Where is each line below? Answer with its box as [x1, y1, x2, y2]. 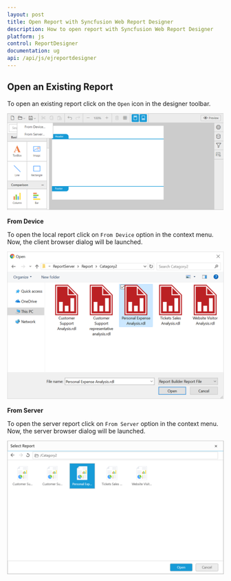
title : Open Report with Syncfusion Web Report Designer [7, 18, 174, 26]
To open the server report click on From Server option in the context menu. [7, 420, 219, 428]
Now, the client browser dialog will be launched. [7, 238, 143, 246]
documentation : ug [7, 48, 60, 54]
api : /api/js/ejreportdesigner [7, 55, 97, 62]
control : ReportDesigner [7, 40, 78, 48]
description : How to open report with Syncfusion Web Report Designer [7, 26, 214, 32]
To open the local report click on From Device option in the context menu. [7, 230, 214, 238]
